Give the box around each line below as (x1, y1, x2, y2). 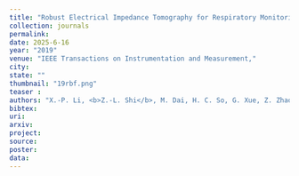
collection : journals (9, 21, 90, 30)
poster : (9, 145, 38, 154)
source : (9, 137, 38, 146)
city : (9, 63, 29, 72)
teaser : (9, 87, 42, 96)
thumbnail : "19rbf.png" (9, 79, 98, 88)
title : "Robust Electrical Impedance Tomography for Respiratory (9, 12, 256, 22)
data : (9, 153, 29, 163)
